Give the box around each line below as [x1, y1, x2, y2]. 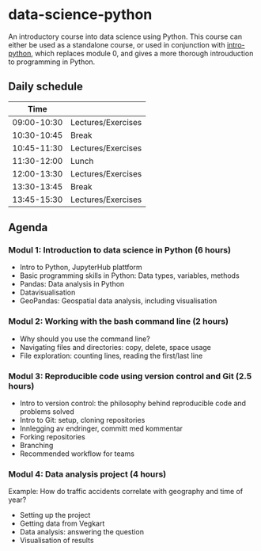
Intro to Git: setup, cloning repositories [19, 416, 146, 425]
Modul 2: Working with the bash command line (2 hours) [8, 316, 229, 327]
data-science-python [8, 6, 153, 24]
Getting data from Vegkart [19, 519, 105, 528]
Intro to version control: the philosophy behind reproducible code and [19, 398, 247, 408]
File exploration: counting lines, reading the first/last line [19, 351, 203, 360]
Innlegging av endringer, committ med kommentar [19, 424, 183, 433]
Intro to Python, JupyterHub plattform [19, 263, 142, 272]
